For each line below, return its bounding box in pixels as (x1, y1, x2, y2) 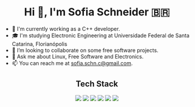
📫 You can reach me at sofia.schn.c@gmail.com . (11, 59, 133, 67)
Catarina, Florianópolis (11, 40, 67, 47)
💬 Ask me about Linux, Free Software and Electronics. (11, 53, 144, 60)
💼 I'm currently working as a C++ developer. (11, 25, 120, 32)
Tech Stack (76, 79, 118, 89)
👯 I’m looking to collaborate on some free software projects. (11, 47, 159, 54)
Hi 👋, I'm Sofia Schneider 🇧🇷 (24, 5, 170, 19)
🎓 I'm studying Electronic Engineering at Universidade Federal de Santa (11, 32, 190, 39)
